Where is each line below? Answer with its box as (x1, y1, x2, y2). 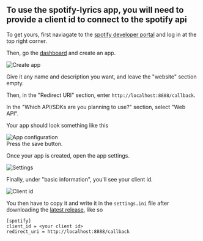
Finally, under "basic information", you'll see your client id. (6, 175, 153, 183)
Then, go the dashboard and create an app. (6, 49, 116, 56)
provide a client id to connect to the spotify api (6, 15, 188, 25)
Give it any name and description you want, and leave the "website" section (6, 73, 197, 80)
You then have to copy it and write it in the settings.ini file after (6, 199, 169, 207)
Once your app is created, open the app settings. (6, 151, 130, 159)
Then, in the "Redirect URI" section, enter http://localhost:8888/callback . (6, 91, 196, 99)
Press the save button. (6, 140, 63, 147)
